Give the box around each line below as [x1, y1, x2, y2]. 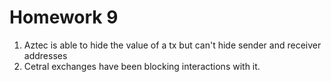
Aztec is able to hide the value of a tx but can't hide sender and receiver [23, 39, 322, 51]
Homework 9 [9, 6, 119, 29]
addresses [23, 49, 68, 61]
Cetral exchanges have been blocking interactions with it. [23, 60, 261, 72]
